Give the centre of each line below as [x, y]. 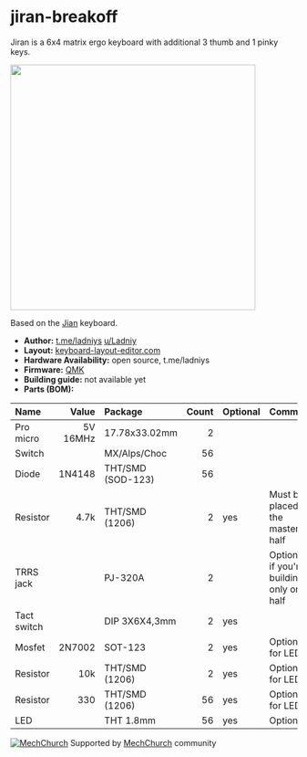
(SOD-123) [129, 479]
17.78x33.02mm [141, 433]
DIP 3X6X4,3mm [140, 621]
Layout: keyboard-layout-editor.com [92, 350]
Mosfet [30, 647]
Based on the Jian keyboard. [64, 322]
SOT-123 [125, 647]
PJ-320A [124, 577]
